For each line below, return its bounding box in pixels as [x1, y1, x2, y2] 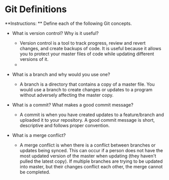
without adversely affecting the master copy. [19, 92, 114, 98]
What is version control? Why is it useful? [12, 30, 99, 36]
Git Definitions [5, 4, 67, 15]
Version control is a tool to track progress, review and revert [19, 40, 146, 46]
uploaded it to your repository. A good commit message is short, [19, 117, 155, 123]
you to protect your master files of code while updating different [19, 51, 154, 57]
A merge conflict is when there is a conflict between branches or [19, 142, 156, 148]
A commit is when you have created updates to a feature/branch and [19, 112, 164, 118]
